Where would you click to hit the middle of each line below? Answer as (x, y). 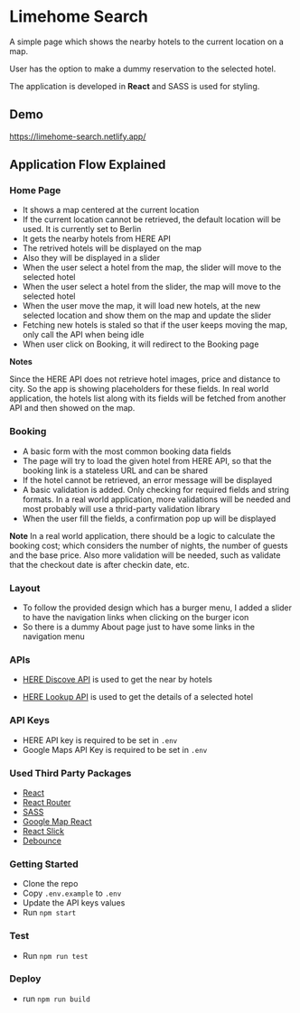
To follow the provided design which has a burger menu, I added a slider (157, 608)
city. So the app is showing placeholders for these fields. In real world (139, 389)
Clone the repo (50, 884)
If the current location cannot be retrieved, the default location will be (152, 219)
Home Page (35, 191)
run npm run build (56, 999)
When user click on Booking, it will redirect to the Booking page (141, 344)
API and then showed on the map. (72, 408)
